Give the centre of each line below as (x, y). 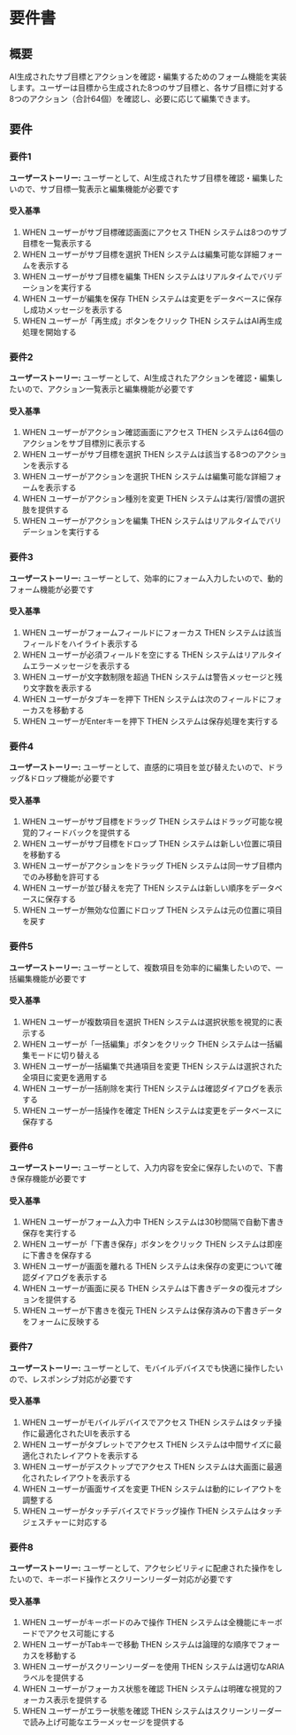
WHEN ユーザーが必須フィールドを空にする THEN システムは (133, 654)
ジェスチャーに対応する (65, 1521)
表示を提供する (80, 1700)
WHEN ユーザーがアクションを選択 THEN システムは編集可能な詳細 (144, 477)
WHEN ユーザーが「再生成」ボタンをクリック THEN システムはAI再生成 (152, 321)
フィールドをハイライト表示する (80, 643)
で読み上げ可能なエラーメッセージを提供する (103, 1722)
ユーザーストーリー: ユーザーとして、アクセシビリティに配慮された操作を (142, 1568)
